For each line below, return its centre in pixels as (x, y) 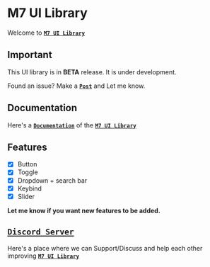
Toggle (28, 172)
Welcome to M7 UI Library (46, 33)
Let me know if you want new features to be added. (84, 210)
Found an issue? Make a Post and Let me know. (76, 86)
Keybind (30, 188)
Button (27, 164)
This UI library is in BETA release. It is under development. (92, 72)
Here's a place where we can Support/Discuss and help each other (105, 248)
